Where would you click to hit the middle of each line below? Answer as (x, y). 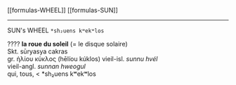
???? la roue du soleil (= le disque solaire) (67, 44)
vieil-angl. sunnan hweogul (46, 66)
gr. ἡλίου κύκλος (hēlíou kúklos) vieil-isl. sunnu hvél (83, 59)
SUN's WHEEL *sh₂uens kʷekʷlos (56, 30)
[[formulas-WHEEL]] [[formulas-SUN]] (63, 10)
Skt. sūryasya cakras (38, 51)
